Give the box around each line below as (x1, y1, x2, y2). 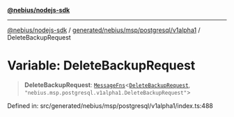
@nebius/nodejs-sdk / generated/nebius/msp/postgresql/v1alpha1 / (7, 26, 201, 34)
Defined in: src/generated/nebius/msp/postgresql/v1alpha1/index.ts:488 (7, 101, 214, 110)
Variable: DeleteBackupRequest (7, 58, 196, 74)
